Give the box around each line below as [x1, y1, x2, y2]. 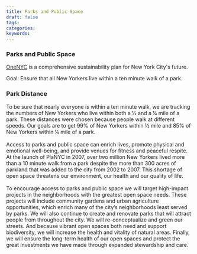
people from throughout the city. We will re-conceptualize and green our [6, 216, 183, 223]
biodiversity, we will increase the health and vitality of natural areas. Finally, [6, 229, 190, 236]
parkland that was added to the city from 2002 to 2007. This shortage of [6, 166, 182, 173]
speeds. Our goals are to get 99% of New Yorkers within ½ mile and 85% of [6, 122, 191, 129]
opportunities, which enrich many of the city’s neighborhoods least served [6, 203, 188, 210]
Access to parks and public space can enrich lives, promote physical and [6, 141, 185, 148]
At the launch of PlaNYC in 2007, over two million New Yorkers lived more [6, 153, 185, 160]
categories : [6, 25, 35, 31]
